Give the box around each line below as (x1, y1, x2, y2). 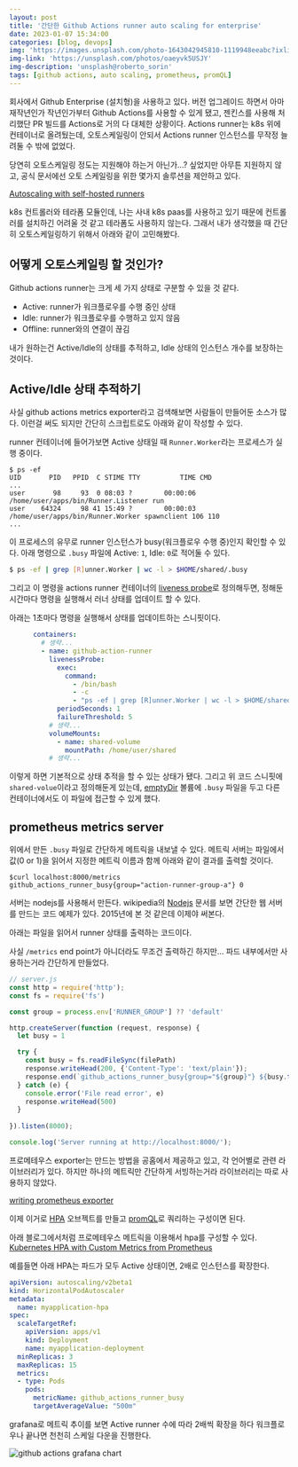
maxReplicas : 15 (17, 1361, 77, 1369)
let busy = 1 (17, 1032, 66, 1040)
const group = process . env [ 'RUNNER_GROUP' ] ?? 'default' (9, 1008, 224, 1016)
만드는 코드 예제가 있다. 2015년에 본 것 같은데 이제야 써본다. (18, 908, 224, 919)
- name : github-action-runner (41, 647, 153, 655)
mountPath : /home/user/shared (65, 746, 176, 755)
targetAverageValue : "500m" (32, 1402, 137, 1411)
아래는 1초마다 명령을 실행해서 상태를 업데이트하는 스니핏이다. (9, 613, 222, 624)
